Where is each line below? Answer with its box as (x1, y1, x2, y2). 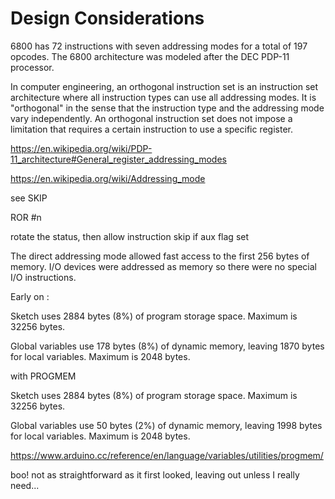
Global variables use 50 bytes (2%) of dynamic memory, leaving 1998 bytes (10, 419, 323, 431)
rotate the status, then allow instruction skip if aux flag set (10, 230, 250, 242)
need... (10, 479, 40, 491)
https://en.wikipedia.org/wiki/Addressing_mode (10, 172, 206, 184)
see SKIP (10, 192, 48, 204)
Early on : (10, 290, 50, 302)
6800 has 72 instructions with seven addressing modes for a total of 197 (10, 40, 308, 52)
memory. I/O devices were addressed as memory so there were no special (10, 260, 317, 272)
